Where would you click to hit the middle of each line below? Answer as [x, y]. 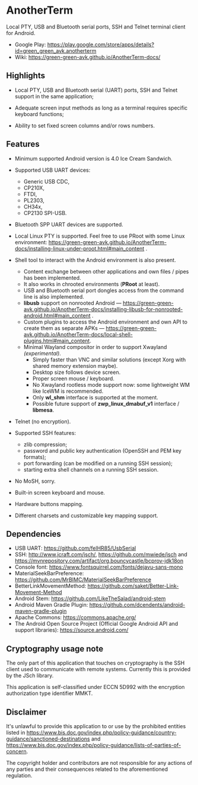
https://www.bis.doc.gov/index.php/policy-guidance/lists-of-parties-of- [94, 745]
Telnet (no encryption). [43, 421]
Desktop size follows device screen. [76, 372]
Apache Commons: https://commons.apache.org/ [75, 617]
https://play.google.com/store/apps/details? [101, 44]
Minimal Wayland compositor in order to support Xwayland [95, 347]
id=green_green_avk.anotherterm [55, 50]
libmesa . [43, 410]
